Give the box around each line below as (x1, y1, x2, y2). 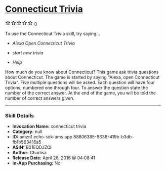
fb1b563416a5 (12, 139, 41, 145)
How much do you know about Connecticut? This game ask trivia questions (5, 69, 159, 75)
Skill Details (5, 112, 34, 119)
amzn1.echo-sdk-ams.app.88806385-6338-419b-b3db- (19, 134, 134, 140)
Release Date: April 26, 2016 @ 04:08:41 (12, 155, 95, 161)
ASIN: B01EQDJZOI (12, 144, 52, 150)
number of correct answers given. (5, 95, 75, 101)
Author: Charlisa (12, 150, 47, 156)
